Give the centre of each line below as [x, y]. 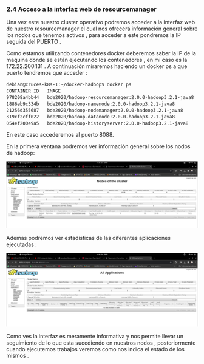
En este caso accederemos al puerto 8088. [60, 135]
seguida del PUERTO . [34, 42]
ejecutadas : [22, 244]
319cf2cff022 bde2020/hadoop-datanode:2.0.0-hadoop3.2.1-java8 [90, 117]
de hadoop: [21, 153]
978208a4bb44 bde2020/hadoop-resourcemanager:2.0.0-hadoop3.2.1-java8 [100, 98]
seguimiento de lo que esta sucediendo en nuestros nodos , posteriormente [101, 343]
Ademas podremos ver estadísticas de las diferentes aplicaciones [89, 238]
